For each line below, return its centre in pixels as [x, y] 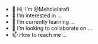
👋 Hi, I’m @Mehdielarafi [40, 9]
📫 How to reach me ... [39, 35]
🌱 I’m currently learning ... [43, 22]
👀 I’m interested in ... [37, 15]
